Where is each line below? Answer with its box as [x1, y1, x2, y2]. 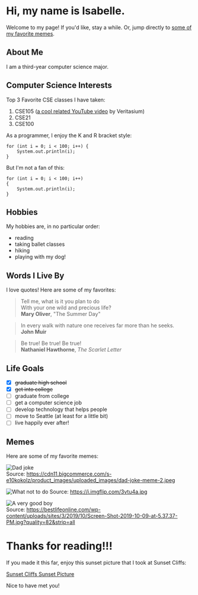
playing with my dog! [14, 254, 66, 261]
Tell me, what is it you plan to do [20, 298, 100, 305]
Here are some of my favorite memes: [6, 452, 99, 460]
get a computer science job [14, 399, 82, 406]
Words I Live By [6, 270, 65, 280]
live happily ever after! [14, 419, 69, 426]
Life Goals [6, 363, 44, 374]
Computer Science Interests [6, 80, 113, 90]
